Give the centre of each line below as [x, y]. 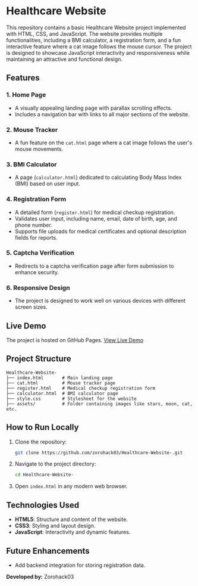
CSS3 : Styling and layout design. [55, 526]
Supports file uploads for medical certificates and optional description [100, 231]
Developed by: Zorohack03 [40, 576]
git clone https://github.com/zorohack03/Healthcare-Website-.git [99, 452]
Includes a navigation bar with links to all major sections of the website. [102, 114]
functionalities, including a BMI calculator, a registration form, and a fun [94, 40]
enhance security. [37, 272]
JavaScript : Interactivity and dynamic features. [73, 532]
